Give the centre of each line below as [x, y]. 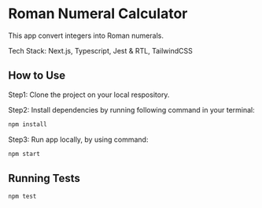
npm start [24, 154]
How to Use [37, 76]
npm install [28, 124]
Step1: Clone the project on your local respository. [89, 95]
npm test [22, 197]
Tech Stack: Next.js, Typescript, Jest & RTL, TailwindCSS [100, 50]
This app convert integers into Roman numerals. [86, 35]
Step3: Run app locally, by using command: [78, 139]
